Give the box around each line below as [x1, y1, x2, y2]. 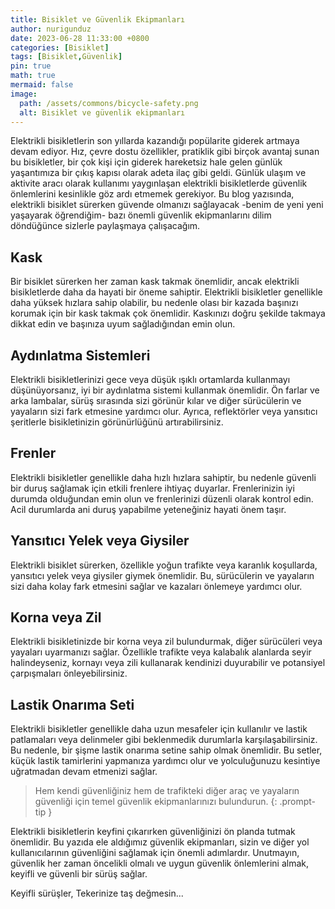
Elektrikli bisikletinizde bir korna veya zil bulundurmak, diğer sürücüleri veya [10, 636, 323, 648]
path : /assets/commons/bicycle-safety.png [19, 98, 199, 108]
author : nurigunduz [10, 24, 92, 34]
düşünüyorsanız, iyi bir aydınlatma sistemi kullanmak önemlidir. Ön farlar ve [10, 384, 320, 396]
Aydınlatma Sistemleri [10, 347, 151, 364]
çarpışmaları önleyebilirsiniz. [10, 667, 128, 680]
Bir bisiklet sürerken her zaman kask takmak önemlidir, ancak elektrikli [10, 276, 300, 288]
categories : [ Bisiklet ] [10, 42, 110, 53]
